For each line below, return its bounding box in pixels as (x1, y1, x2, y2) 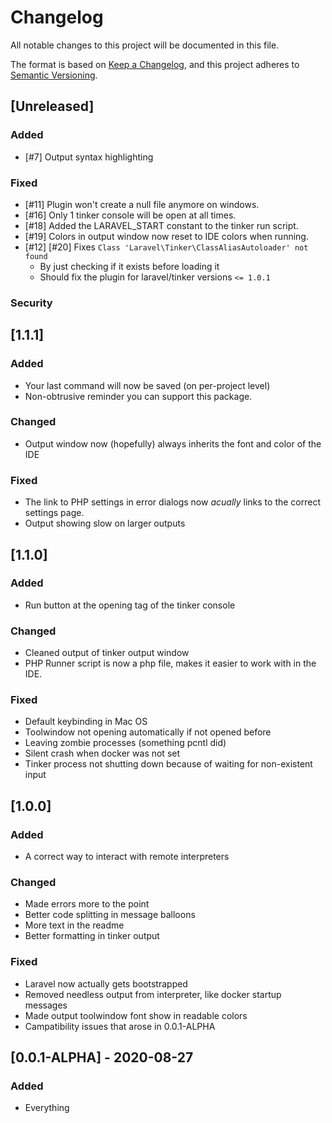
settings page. (24, 507, 85, 519)
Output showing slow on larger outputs (24, 517, 186, 530)
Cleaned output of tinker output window (24, 647, 190, 659)
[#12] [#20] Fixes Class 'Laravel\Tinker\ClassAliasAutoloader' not (24, 241, 309, 253)
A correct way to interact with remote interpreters (24, 851, 230, 863)
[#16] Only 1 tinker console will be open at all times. (24, 209, 237, 221)
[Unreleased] (10, 98, 95, 115)
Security (10, 296, 53, 310)
